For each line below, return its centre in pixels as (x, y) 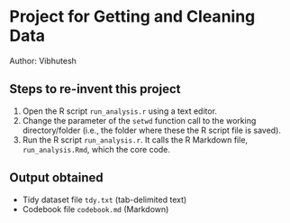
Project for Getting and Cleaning (132, 17)
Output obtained (56, 178)
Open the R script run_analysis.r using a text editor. (120, 111)
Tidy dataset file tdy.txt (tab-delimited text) (104, 200)
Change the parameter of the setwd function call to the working (139, 120)
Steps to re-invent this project (95, 89)
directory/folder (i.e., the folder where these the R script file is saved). (152, 130)
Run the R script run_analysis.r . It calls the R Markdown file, (135, 139)
